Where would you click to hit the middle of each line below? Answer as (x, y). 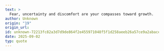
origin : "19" (18, 23)
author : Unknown (21, 18)
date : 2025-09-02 (23, 37)
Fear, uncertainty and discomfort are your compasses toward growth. (82, 14)
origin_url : (17, 28)
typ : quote (16, 41)
